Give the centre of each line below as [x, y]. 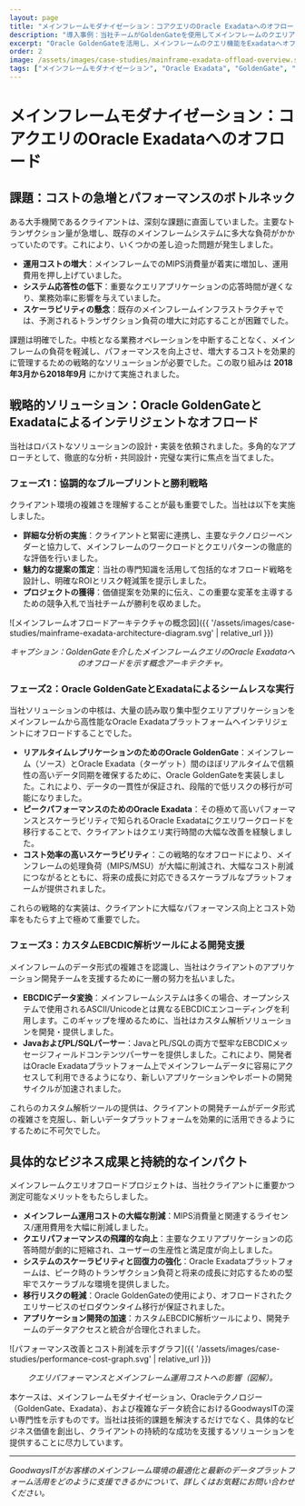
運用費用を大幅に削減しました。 [93, 1227]
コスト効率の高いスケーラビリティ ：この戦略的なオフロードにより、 [149, 854]
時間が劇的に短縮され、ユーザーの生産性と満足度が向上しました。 [154, 1250]
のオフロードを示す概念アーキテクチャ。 [152, 663]
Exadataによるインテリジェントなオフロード [134, 422]
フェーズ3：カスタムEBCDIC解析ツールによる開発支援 [127, 945]
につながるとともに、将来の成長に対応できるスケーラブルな [134, 877]
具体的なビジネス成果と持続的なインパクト [128, 1161]
